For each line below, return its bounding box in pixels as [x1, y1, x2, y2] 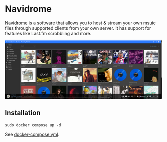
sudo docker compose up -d [5, 122, 61, 128]
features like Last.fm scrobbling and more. [5, 30, 92, 36]
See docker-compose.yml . [5, 131, 60, 137]
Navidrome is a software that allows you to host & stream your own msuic [5, 20, 156, 26]
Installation [5, 109, 41, 117]
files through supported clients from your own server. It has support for [5, 25, 151, 31]
